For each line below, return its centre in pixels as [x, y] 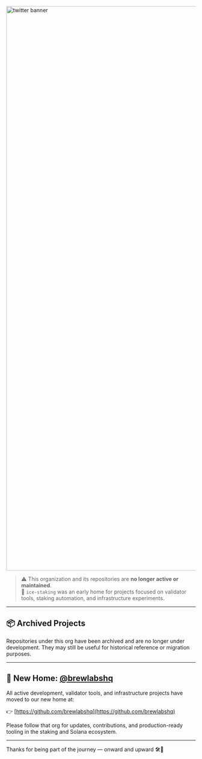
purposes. [19, 654]
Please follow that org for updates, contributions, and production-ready [95, 725]
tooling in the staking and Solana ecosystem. [62, 731]
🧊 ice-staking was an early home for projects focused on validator [104, 592]
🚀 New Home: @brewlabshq [60, 679]
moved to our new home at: [40, 699]
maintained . [36, 585]
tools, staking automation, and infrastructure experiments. [93, 598]
